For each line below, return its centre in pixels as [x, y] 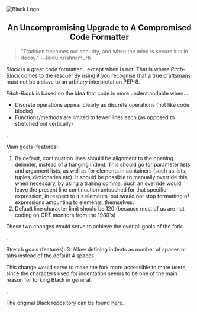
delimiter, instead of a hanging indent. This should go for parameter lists [102, 164]
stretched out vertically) [44, 123]
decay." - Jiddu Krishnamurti [56, 58]
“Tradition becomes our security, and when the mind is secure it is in [104, 51]
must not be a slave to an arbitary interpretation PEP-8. [73, 82]
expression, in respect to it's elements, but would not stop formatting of [102, 196]
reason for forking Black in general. [49, 279]
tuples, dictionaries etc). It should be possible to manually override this [101, 177]
